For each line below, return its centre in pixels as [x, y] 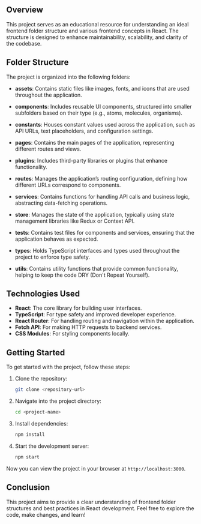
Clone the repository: [41, 379]
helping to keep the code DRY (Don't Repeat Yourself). [82, 275]
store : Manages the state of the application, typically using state [94, 214]
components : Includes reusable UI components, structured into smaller [103, 106]
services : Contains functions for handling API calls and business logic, [102, 196]
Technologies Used [43, 294]
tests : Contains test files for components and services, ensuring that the [105, 232]
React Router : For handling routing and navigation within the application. [105, 321]
